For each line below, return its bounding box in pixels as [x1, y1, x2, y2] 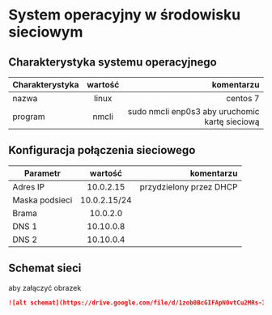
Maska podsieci [12, 194, 73, 206]
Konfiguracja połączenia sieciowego [8, 143, 196, 157]
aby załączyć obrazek [8, 283, 82, 292]
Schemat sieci [8, 262, 82, 275]
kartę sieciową [204, 116, 260, 127]
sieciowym [8, 23, 83, 41]
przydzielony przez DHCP [139, 181, 238, 192]
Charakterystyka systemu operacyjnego [8, 55, 217, 69]
